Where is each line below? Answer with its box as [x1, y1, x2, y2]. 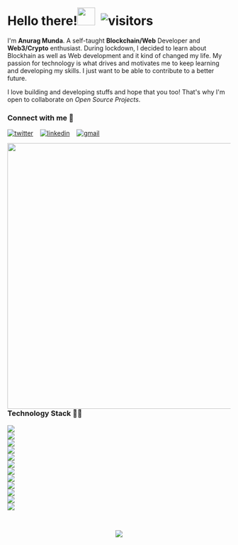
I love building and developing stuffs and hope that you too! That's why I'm [7, 87, 225, 96]
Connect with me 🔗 [7, 113, 74, 123]
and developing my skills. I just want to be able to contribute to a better [7, 66, 215, 74]
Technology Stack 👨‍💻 [7, 408, 83, 418]
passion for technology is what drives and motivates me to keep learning [7, 59, 220, 67]
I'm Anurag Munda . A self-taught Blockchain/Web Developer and [7, 36, 200, 45]
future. [7, 74, 27, 82]
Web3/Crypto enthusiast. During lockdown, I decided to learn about [7, 43, 207, 52]
